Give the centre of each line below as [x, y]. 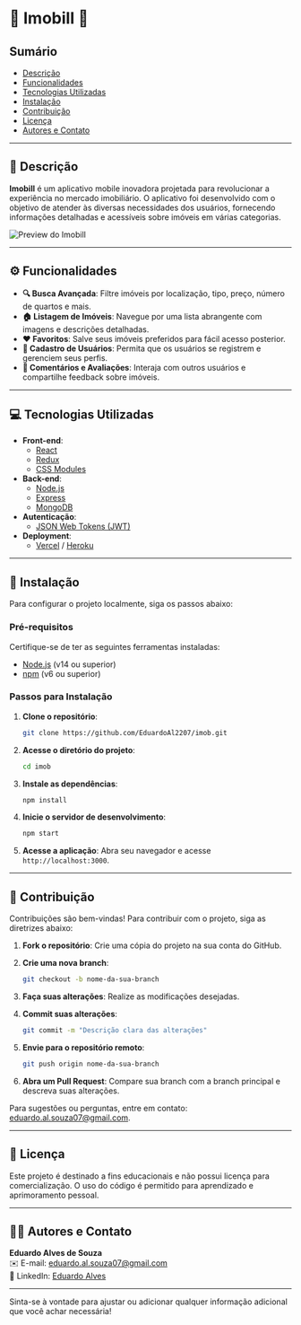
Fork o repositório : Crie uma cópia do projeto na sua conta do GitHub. [152, 945]
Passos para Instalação [61, 697]
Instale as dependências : [70, 784]
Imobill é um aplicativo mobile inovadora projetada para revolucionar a [140, 189]
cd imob [36, 767]
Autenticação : [49, 517]
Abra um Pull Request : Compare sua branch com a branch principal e [151, 1081]
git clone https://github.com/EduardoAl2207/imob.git [125, 733]
